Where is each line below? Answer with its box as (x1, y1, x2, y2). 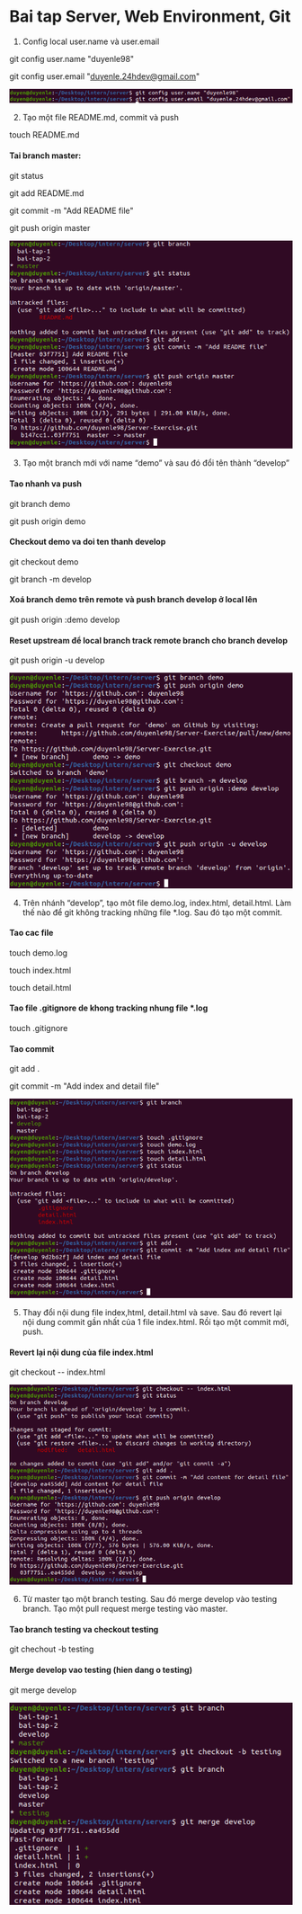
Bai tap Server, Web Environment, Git (9, 6, 291, 27)
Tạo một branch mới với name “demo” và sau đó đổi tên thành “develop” (22, 458, 290, 468)
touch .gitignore (9, 1023, 68, 1034)
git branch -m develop (9, 574, 92, 584)
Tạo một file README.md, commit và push (22, 112, 180, 123)
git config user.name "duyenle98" (9, 53, 135, 64)
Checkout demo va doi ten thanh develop (9, 537, 166, 547)
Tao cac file (9, 928, 54, 939)
